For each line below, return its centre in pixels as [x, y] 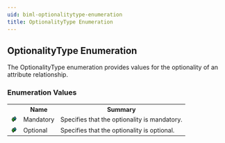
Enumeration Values [42, 93]
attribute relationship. [37, 75]
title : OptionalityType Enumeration [60, 22]
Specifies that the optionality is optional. [117, 130]
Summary [121, 110]
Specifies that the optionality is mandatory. [121, 120]
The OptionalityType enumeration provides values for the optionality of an [113, 67]
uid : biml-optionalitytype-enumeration [65, 15]
